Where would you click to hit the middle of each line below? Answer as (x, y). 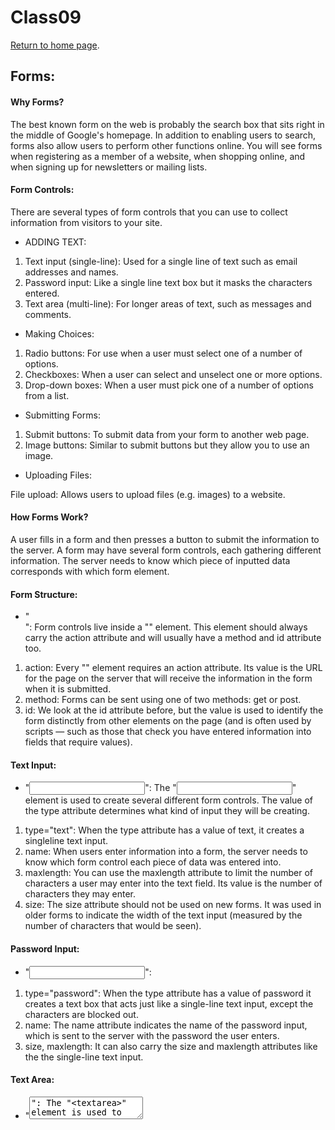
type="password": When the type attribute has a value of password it (168, 993)
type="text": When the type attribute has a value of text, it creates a (164, 830)
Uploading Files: (58, 475)
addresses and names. (71, 272)
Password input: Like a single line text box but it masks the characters (168, 282)
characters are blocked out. (81, 1014)
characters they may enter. (80, 894)
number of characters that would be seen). (113, 926)
